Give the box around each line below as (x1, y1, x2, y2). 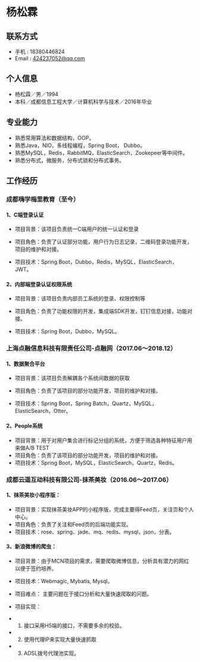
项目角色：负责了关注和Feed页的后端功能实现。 (14, 520, 132, 528)
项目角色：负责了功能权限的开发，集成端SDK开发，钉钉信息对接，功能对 (14, 308, 193, 315)
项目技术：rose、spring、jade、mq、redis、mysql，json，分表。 (14, 528, 175, 535)
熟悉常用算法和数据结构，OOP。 (14, 134, 95, 141)
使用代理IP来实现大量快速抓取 (23, 636, 97, 643)
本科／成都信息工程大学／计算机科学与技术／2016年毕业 (14, 98, 152, 105)
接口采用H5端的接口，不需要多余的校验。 (23, 622, 125, 629)
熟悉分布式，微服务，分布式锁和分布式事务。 (14, 157, 125, 164)
